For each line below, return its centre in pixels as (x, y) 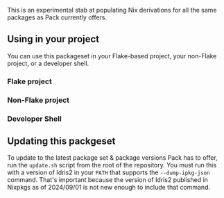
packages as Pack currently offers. (57, 17)
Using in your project (53, 39)
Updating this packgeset (61, 141)
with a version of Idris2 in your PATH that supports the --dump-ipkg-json (109, 172)
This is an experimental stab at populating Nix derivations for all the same (112, 10)
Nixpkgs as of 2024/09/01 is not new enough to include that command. (109, 188)
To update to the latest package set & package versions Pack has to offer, (113, 158)
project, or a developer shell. (48, 63)
